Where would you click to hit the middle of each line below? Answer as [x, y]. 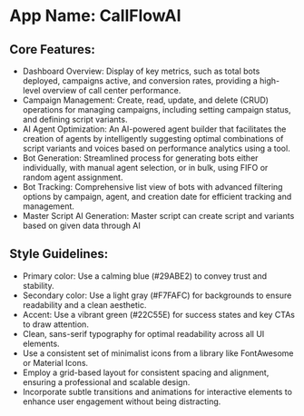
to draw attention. [55, 324]
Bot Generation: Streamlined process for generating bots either [140, 158]
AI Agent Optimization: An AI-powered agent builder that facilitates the [154, 129]
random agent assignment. [73, 177]
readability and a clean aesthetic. [84, 304]
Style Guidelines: [59, 254]
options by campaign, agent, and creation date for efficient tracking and [157, 197]
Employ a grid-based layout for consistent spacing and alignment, [146, 372]
